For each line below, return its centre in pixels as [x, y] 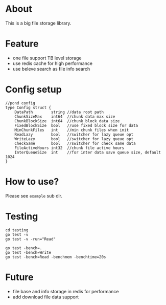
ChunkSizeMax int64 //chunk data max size [65, 116]
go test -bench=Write [28, 252]
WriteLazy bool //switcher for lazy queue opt [74, 139]
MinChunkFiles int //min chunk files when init [72, 130]
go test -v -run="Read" [31, 239]
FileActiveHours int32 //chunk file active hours [69, 148]
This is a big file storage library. [38, 23]
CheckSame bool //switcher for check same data [75, 143]
